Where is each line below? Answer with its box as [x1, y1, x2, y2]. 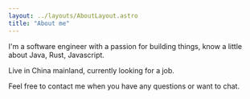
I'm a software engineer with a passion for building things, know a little [8, 41, 243, 51]
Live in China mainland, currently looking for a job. [8, 65, 175, 75]
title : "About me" [8, 19, 70, 27]
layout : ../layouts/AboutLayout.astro [8, 11, 138, 20]
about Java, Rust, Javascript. [8, 50, 105, 60]
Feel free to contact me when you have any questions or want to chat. [8, 81, 240, 91]
